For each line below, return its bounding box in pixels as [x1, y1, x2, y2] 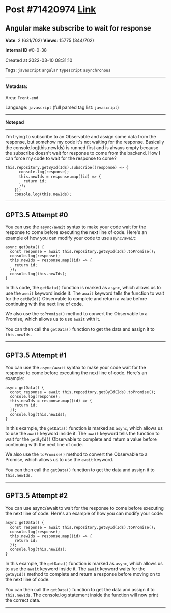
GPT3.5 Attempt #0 [5, 210, 68, 219]
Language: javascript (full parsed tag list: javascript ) [5, 104, 119, 110]
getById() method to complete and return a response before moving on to [5, 571, 161, 577]
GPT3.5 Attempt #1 [5, 351, 67, 360]
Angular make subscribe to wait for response [5, 24, 152, 33]
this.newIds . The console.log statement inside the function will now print [5, 592, 159, 598]
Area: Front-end [5, 95, 39, 101]
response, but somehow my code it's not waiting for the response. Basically [5, 139, 164, 145]
